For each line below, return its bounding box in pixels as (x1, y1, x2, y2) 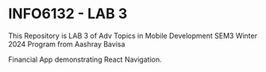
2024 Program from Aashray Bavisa (8, 39, 125, 48)
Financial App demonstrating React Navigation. (8, 55, 162, 64)
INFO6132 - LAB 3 (8, 5, 128, 23)
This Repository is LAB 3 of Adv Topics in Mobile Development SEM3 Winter (8, 31, 258, 40)
